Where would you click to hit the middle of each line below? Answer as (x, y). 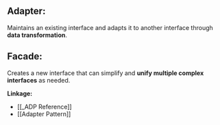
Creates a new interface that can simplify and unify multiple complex (106, 73)
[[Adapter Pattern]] (44, 114)
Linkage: (20, 93)
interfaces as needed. (39, 80)
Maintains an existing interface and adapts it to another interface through (110, 27)
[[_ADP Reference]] (44, 107)
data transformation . (37, 35)
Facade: (25, 56)
